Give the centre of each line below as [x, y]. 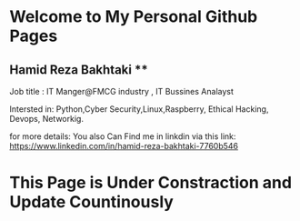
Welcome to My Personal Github [134, 17]
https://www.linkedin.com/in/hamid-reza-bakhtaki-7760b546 [124, 146]
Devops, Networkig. [47, 119]
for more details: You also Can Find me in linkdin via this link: [123, 136]
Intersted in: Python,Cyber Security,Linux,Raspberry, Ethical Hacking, [139, 109]
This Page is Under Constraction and [151, 183]
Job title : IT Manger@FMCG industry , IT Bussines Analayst [122, 91]
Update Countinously [92, 202]
